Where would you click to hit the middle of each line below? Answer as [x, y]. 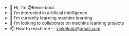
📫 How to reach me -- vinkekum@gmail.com [55, 28]
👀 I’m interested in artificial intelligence [48, 13]
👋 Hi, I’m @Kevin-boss [32, 8]
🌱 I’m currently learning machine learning [51, 18]
